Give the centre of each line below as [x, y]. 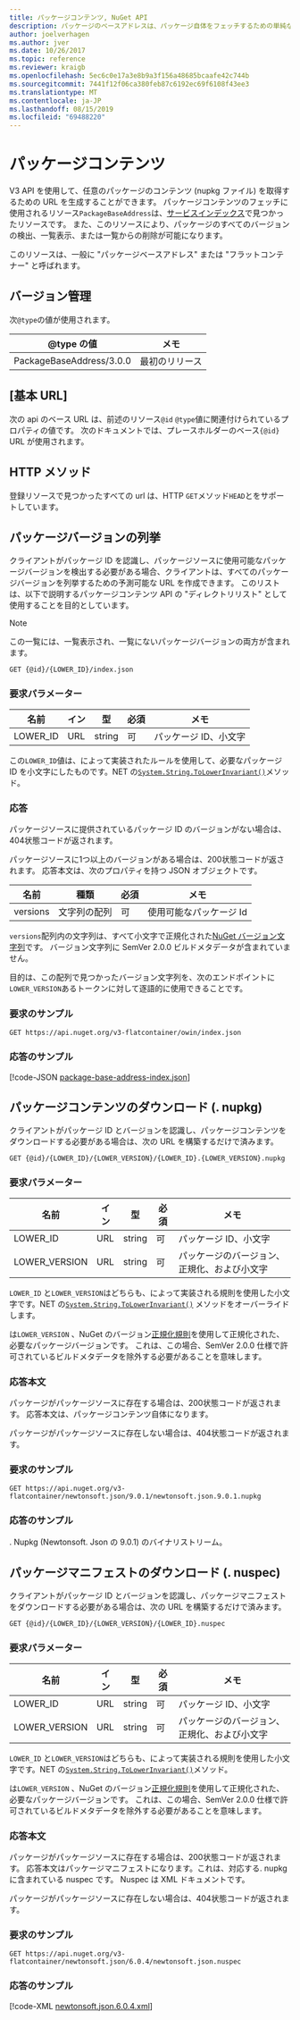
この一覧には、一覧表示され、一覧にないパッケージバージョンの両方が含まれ [150, 642]
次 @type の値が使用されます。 [62, 319]
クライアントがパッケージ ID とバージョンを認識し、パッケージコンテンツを [148, 1131]
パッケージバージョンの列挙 [85, 537]
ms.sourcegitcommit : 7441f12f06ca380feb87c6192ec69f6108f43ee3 [129, 84]
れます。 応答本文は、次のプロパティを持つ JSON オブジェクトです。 [136, 870]
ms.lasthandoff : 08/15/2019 [62, 109]
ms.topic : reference [48, 59]
